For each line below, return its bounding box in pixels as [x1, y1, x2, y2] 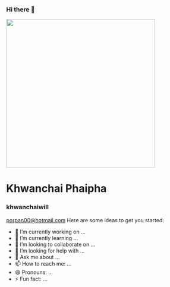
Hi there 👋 [6, 5, 36, 14]
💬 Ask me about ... [14, 253, 60, 260]
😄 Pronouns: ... [14, 269, 53, 276]
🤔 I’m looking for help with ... [14, 247, 85, 254]
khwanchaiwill [6, 203, 49, 212]
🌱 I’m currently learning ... [14, 234, 78, 241]
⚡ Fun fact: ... [14, 275, 48, 282]
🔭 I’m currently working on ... [14, 228, 86, 235]
